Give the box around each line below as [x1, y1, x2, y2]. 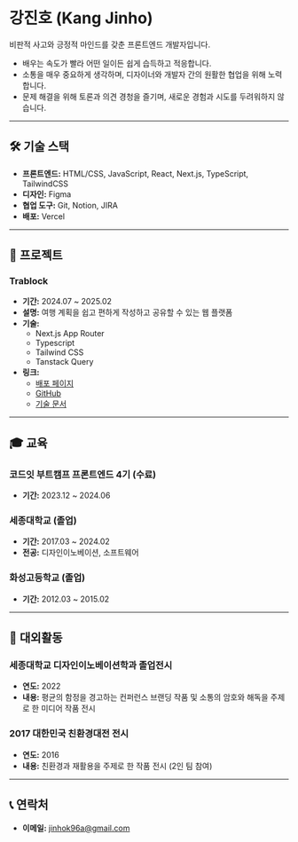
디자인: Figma [21, 188, 72, 200]
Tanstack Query [35, 357, 94, 367]
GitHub [35, 388, 62, 399]
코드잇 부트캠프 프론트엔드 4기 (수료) [9, 468, 157, 480]
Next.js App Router [35, 328, 105, 339]
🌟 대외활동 [9, 631, 64, 646]
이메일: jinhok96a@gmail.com [21, 822, 130, 833]
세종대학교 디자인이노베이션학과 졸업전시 [9, 659, 173, 672]
